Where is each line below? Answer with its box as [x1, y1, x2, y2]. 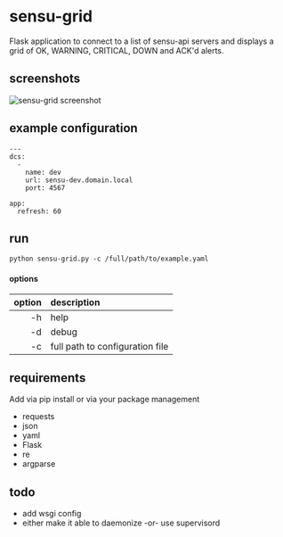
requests [21, 411, 55, 422]
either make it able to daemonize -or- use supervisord [21, 517, 221, 528]
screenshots [9, 71, 81, 87]
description [50, 296, 101, 309]
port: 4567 [25, 183, 66, 193]
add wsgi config [21, 508, 82, 519]
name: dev [25, 168, 62, 177]
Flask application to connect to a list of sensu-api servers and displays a [9, 36, 274, 46]
